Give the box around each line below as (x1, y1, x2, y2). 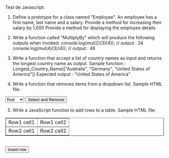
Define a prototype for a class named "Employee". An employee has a (12, 14, 157, 20)
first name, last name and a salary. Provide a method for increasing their (12, 20, 162, 25)
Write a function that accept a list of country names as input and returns (12, 55, 162, 61)
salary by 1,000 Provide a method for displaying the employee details (12, 25, 156, 31)
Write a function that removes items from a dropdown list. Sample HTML (12, 81, 162, 87)
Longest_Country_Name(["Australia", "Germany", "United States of (12, 66, 150, 72)
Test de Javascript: (5, 5, 45, 10)
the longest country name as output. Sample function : (12, 61, 126, 66)
